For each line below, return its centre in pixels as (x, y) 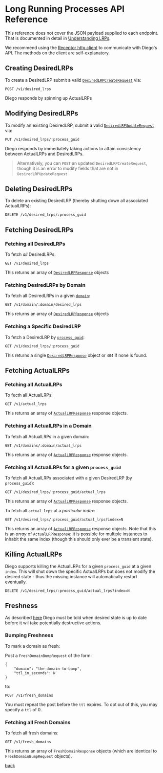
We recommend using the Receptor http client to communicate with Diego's (81, 47)
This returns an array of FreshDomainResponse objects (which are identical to (81, 751)
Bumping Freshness (29, 636)
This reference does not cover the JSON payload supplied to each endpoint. (82, 33)
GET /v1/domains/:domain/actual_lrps (43, 445)
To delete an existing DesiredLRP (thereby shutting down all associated (76, 201)
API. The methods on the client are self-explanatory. (57, 53)
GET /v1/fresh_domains (28, 742)
